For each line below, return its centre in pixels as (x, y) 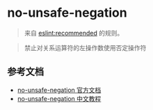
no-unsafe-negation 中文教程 (59, 98)
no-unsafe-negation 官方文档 (59, 90)
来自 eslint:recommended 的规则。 (74, 33)
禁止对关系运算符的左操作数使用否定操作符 (85, 47)
